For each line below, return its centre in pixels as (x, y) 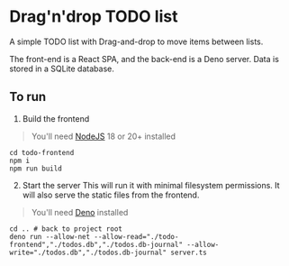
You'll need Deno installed (80, 212)
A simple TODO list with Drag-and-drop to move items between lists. (136, 41)
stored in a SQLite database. (62, 69)
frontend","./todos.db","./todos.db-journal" (96, 244)
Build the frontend (56, 118)
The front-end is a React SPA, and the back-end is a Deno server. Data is (144, 59)
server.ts (189, 252)
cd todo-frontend (42, 152)
